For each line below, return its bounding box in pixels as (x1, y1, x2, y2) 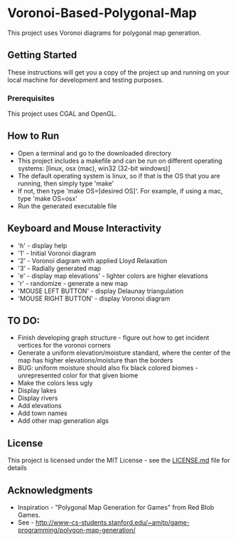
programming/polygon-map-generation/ (17, 526, 136, 535)
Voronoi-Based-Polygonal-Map (7, 5, 197, 21)
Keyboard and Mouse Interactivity (7, 223, 162, 235)
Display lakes (17, 386, 57, 395)
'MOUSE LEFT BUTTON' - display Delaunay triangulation (17, 286, 184, 295)
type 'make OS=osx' (17, 194, 78, 203)
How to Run (7, 130, 60, 142)
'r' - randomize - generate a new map (17, 279, 128, 287)
